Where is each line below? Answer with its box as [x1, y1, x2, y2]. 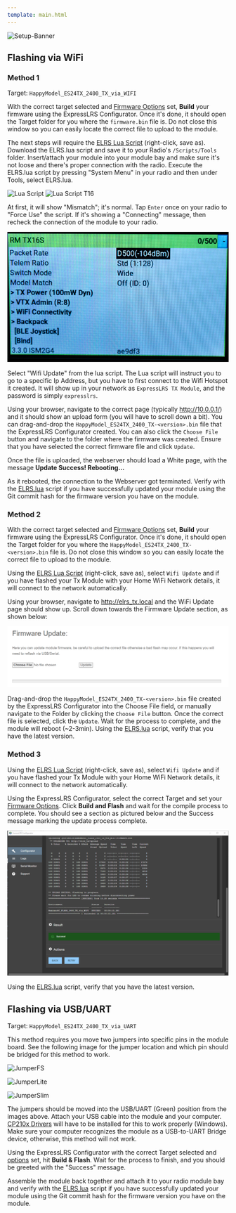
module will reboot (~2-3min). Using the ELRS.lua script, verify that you [7, 725, 214, 733]
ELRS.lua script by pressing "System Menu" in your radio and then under [7, 169, 218, 177]
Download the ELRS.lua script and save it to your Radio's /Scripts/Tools [7, 146, 217, 155]
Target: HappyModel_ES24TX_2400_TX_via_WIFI [7, 89, 137, 98]
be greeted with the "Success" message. [7, 1163, 126, 1172]
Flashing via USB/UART [7, 1003, 112, 1015]
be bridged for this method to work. [7, 1051, 110, 1059]
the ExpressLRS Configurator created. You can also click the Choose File [7, 427, 218, 436]
